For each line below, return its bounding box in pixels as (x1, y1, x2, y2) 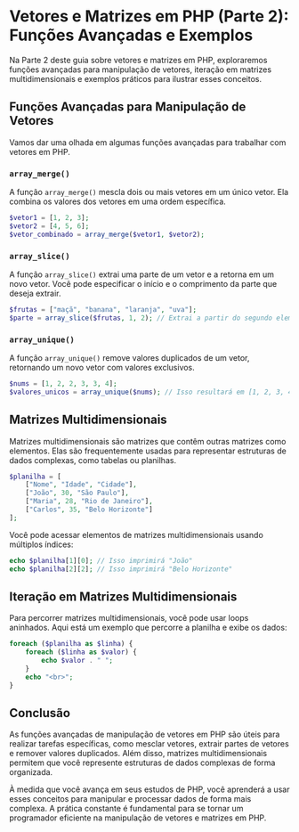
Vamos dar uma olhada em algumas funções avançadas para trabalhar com (9, 136, 287, 148)
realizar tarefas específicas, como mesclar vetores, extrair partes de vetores (9, 738, 289, 749)
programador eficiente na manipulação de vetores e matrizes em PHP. (9, 812, 267, 823)
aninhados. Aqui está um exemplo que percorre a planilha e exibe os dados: (9, 622, 287, 633)
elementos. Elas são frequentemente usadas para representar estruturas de (9, 445, 287, 456)
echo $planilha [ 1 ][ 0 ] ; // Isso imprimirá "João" (9, 556, 193, 565)
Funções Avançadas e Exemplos (9, 25, 254, 45)
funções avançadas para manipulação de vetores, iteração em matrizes (9, 64, 272, 75)
